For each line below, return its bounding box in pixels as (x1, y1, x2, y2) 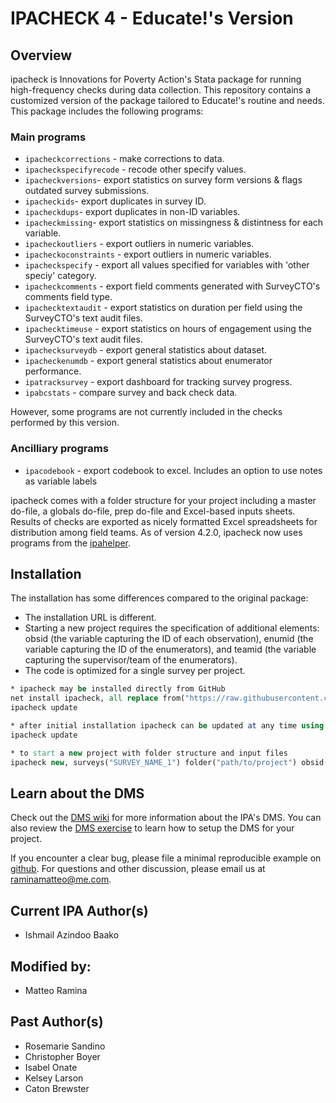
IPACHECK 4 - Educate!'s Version (10, 7, 294, 30)
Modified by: (10, 958, 92, 975)
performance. (24, 365, 82, 377)
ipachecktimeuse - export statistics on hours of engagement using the (24, 323, 312, 335)
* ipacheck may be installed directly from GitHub (10, 684, 226, 694)
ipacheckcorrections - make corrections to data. (24, 153, 225, 165)
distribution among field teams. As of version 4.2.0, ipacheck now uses (10, 526, 303, 538)
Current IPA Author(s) (10, 902, 149, 919)
